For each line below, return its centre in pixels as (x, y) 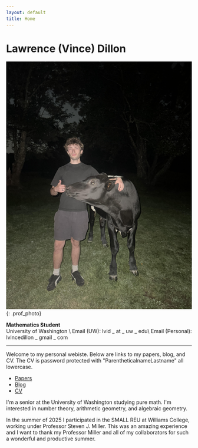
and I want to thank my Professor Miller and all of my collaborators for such (98, 433)
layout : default (26, 12)
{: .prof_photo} (24, 314)
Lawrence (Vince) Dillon (66, 49)
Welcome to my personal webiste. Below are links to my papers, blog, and (96, 354)
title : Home (21, 19)
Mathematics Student (33, 325)
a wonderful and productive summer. (51, 439)
